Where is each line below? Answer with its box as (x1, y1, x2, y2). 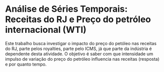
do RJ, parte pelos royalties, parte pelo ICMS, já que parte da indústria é (5, 46, 152, 51)
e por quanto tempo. (5, 61, 47, 67)
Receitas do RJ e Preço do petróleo (5, 14, 151, 25)
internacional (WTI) (5, 24, 86, 35)
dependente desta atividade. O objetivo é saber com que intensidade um (5, 50, 153, 57)
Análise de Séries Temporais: (5, 3, 128, 15)
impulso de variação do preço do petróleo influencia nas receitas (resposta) (5, 56, 160, 62)
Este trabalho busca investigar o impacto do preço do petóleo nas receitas (5, 40, 157, 46)
